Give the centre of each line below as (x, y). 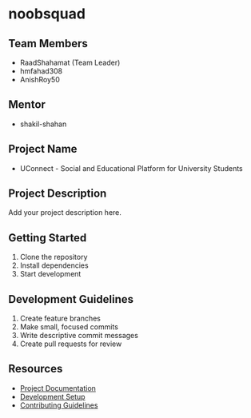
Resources (36, 369)
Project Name (43, 149)
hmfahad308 (41, 71)
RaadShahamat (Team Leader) (70, 62)
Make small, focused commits (69, 327)
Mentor (27, 105)
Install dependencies (54, 265)
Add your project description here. (65, 213)
